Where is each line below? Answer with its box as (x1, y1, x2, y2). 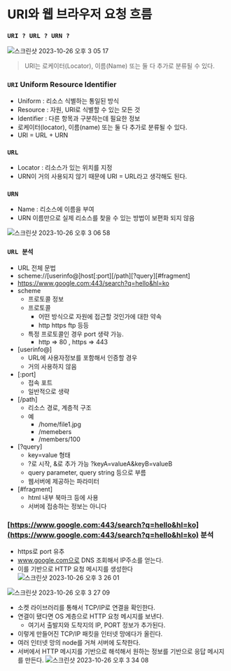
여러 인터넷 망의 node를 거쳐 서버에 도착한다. (17, 638, 141, 646)
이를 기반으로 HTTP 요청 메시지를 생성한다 (17, 564, 133, 573)
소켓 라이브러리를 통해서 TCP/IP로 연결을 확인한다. (17, 603, 155, 611)
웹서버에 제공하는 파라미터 (27, 477, 100, 485)
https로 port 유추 (17, 547, 65, 555)
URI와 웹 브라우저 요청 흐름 (7, 6, 153, 22)
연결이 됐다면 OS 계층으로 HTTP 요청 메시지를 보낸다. (17, 611, 164, 621)
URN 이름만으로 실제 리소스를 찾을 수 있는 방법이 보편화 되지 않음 (17, 214, 195, 222)
